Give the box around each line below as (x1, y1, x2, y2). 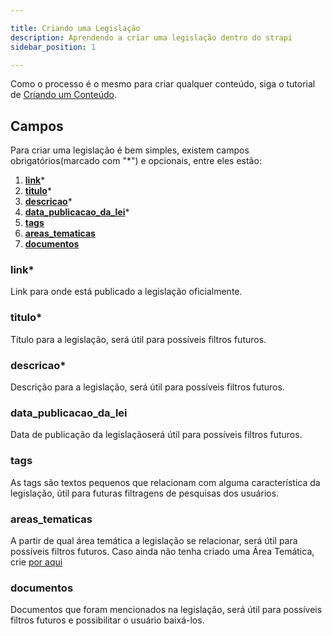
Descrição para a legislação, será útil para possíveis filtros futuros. (10, 381, 285, 393)
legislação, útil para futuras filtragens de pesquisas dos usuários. (10, 487, 280, 499)
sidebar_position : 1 (10, 42, 97, 52)
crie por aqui (10, 556, 63, 568)
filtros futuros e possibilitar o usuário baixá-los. (10, 614, 205, 626)
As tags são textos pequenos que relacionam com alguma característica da (10, 476, 321, 488)
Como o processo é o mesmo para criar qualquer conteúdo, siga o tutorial (10, 78, 316, 90)
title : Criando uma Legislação (10, 23, 141, 33)
